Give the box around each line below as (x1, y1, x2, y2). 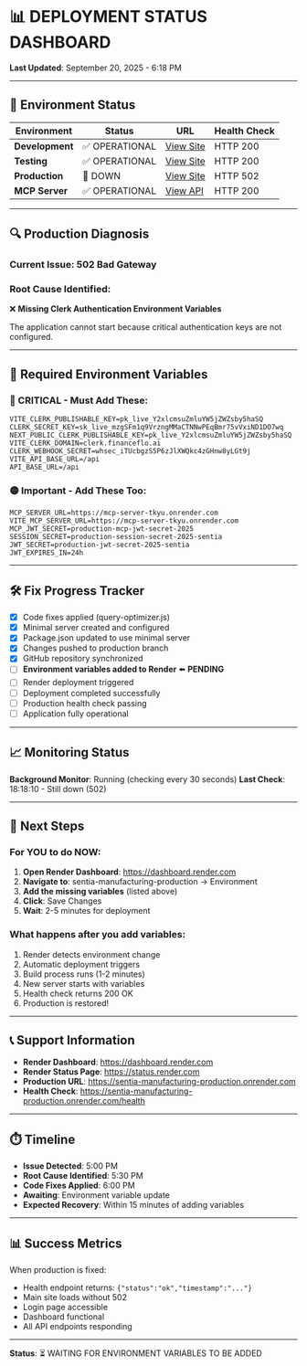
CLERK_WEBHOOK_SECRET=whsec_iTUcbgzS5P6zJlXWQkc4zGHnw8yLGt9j (9, 447, 251, 456)
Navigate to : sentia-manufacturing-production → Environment (22, 876, 258, 887)
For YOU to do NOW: (9, 845, 101, 858)
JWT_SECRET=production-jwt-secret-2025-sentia (9, 540, 190, 550)
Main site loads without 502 (22, 1291, 128, 1302)
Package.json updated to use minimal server (22, 632, 191, 643)
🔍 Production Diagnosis (9, 227, 150, 242)
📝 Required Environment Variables (9, 366, 208, 382)
